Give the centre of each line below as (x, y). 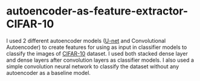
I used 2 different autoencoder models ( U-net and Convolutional (86, 40)
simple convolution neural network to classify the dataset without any (93, 66)
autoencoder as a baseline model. (48, 73)
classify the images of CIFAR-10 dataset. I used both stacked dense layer (97, 53)
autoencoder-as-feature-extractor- (97, 11)
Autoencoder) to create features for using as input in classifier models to (97, 47)
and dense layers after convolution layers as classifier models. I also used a (100, 60)
